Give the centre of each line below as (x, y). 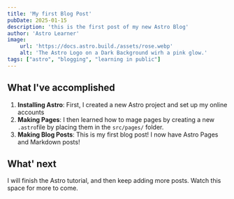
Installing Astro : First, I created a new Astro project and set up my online (122, 104)
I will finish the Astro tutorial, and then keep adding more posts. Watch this (114, 181)
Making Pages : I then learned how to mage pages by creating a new (116, 119)
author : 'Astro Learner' (43, 33)
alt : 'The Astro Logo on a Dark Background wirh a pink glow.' (114, 53)
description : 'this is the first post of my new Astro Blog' (98, 27)
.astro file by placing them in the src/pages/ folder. (90, 127)
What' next (32, 164)
